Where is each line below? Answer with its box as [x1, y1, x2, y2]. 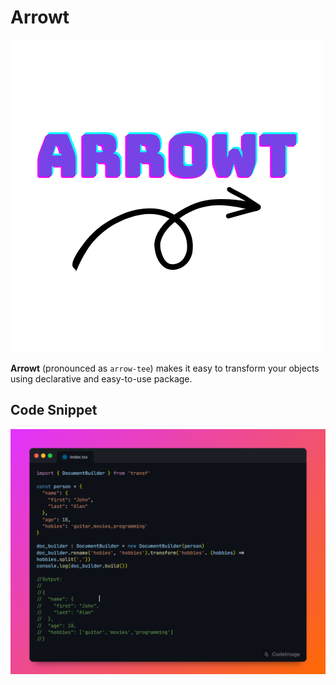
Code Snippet [10, 402, 98, 419]
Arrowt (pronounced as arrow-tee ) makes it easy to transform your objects [10, 362, 320, 374]
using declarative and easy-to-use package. [10, 372, 193, 385]
